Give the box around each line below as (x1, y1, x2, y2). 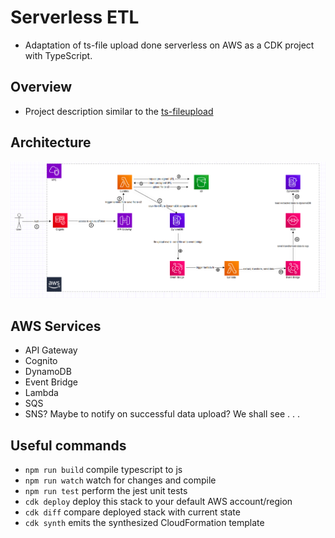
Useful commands (10, 437, 127, 454)
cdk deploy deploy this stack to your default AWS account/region (24, 495, 293, 507)
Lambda (24, 387, 59, 399)
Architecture (10, 134, 92, 151)
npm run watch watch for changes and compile (24, 474, 217, 486)
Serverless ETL (10, 6, 140, 29)
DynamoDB (24, 366, 72, 378)
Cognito (24, 355, 58, 367)
